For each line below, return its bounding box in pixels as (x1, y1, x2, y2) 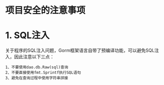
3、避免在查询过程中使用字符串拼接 (5, 75, 69, 81)
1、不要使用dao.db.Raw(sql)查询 (5, 65, 69, 70)
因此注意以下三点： (14, 54, 54, 60)
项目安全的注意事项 (5, 5, 86, 16)
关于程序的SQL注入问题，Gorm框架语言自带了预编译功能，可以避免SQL (5, 48, 155, 54)
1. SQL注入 (5, 30, 50, 41)
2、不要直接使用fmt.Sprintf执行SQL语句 (5, 70, 81, 75)
